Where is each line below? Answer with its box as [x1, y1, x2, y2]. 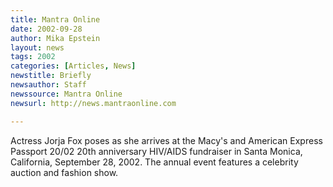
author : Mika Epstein [10, 33, 101, 43]
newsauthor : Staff [10, 80, 87, 90]
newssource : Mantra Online [10, 89, 123, 99]
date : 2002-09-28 [10, 24, 83, 34]
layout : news [10, 42, 65, 53]
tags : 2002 [10, 52, 56, 62]
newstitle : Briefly [10, 71, 92, 81]
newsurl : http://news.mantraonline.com [10, 98, 177, 108]
